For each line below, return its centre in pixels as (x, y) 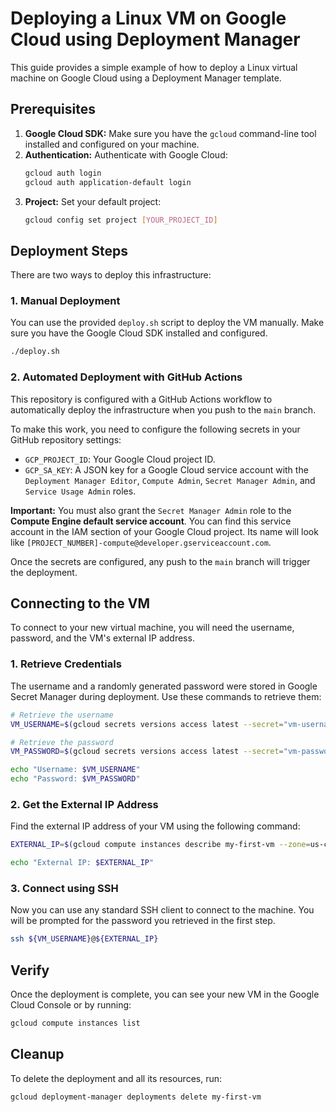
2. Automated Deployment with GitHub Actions (126, 377)
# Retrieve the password (62, 742)
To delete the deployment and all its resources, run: (116, 1078)
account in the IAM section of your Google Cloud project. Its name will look (164, 531)
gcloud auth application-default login (108, 182)
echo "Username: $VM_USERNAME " (75, 770)
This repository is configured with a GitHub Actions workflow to (141, 399)
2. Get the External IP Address (84, 804)
